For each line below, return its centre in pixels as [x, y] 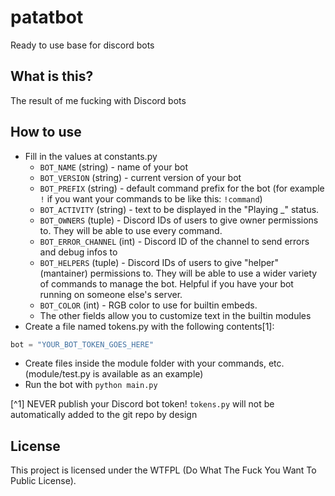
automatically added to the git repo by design [104, 415]
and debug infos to [78, 252]
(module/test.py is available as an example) [114, 374]
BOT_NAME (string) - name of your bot [113, 167]
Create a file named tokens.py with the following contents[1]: [149, 326]
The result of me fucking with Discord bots [98, 100]
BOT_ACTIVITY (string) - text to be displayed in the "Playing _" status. [179, 209]
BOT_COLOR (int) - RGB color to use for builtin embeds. [148, 305]
